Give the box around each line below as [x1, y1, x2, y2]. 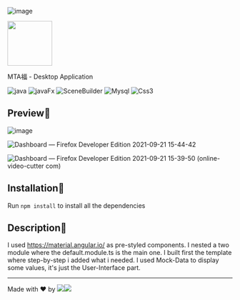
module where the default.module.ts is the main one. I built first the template [7, 249, 232, 257]
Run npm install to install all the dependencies [7, 201, 146, 210]
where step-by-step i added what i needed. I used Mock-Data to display [7, 256, 219, 264]
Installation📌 [7, 182, 65, 194]
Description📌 [7, 222, 67, 234]
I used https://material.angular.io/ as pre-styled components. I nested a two [7, 241, 230, 249]
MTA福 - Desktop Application [7, 72, 94, 81]
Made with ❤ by [7, 285, 56, 294]
